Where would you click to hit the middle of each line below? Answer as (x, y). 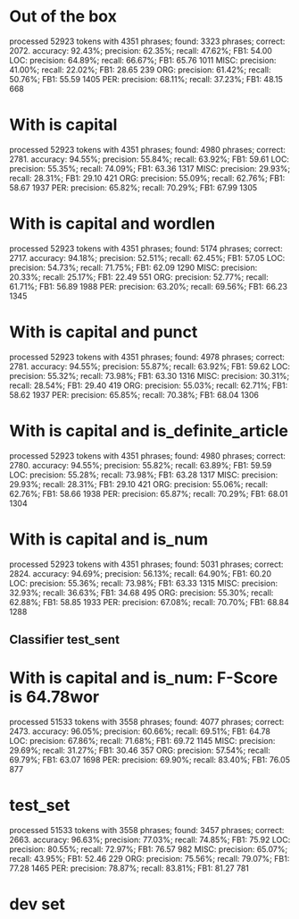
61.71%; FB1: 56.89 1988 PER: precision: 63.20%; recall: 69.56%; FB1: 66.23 (149, 286)
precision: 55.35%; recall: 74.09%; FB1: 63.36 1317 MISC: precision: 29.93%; (150, 168)
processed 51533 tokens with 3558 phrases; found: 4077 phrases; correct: (147, 721)
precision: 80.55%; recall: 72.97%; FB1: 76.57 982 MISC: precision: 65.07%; (149, 849)
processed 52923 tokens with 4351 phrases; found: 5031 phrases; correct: (146, 564)
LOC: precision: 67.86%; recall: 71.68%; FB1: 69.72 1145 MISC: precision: (142, 740)
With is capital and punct (104, 332)
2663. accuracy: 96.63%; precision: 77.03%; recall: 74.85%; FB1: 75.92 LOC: (150, 839)
